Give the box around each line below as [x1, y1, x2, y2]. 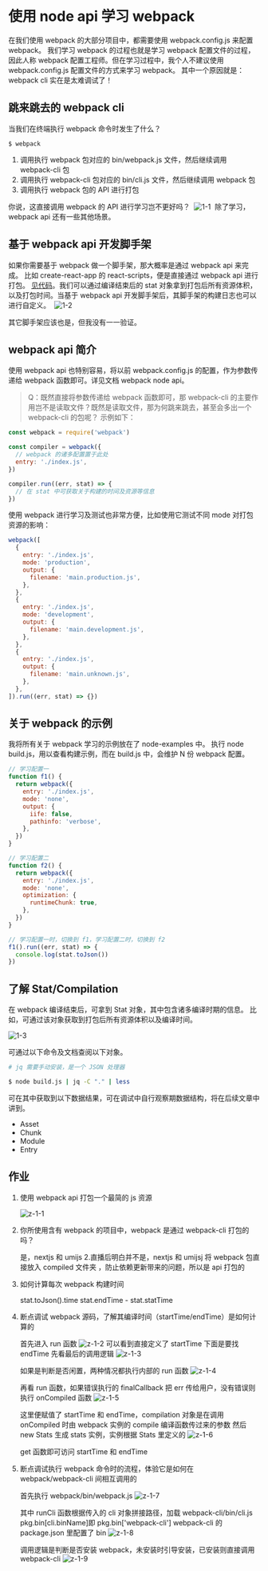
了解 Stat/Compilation [8, 982, 119, 996]
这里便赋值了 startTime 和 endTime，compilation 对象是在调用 [19, 1409, 225, 1419]
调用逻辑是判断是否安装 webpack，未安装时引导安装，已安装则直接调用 [19, 1545, 255, 1554]
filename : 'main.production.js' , [29, 573, 141, 581]
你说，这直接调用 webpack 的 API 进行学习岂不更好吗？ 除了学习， [8, 202, 250, 211]
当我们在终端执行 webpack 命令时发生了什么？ [8, 123, 162, 133]
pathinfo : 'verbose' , [29, 817, 102, 825]
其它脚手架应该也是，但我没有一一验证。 [8, 317, 141, 327]
